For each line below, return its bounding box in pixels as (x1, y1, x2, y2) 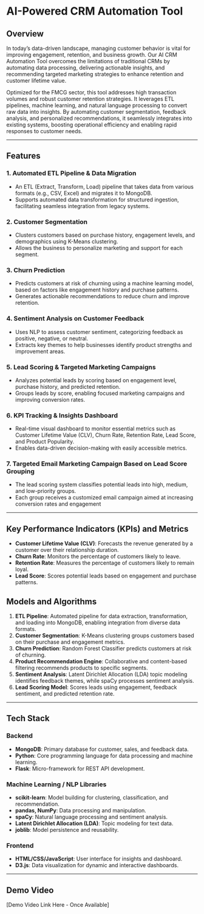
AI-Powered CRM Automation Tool (6, 4, 183, 18)
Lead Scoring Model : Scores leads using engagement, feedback (15, 683, 177, 691)
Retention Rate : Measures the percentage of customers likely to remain (15, 559, 195, 567)
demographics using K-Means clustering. (15, 237, 118, 245)
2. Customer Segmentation (6, 217, 88, 226)
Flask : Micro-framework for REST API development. (15, 765, 145, 772)
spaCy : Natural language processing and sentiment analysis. (15, 814, 168, 821)
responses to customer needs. (6, 128, 83, 134)
